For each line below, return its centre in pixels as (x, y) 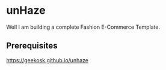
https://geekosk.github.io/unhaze (48, 60)
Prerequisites (32, 46)
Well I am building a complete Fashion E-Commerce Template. (83, 27)
